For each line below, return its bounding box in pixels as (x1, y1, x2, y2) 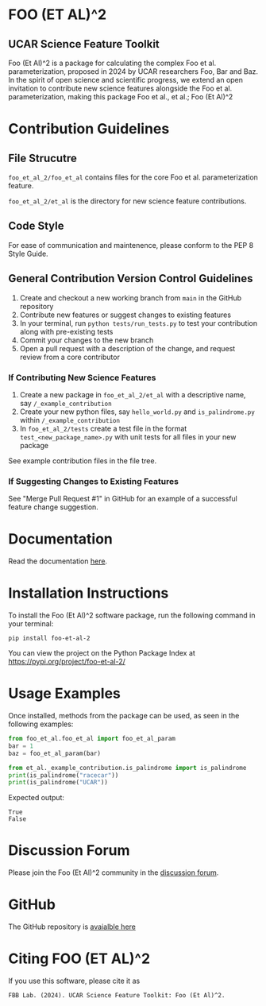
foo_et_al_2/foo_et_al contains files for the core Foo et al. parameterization (8, 172, 258, 182)
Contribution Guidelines (8, 120, 170, 138)
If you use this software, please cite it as (8, 976, 141, 986)
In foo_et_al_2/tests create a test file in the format (19, 424, 187, 433)
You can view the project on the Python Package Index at (8, 648, 196, 658)
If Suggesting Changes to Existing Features (8, 475, 179, 486)
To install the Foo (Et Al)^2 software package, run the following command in (8, 610, 256, 621)
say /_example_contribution (19, 398, 113, 408)
